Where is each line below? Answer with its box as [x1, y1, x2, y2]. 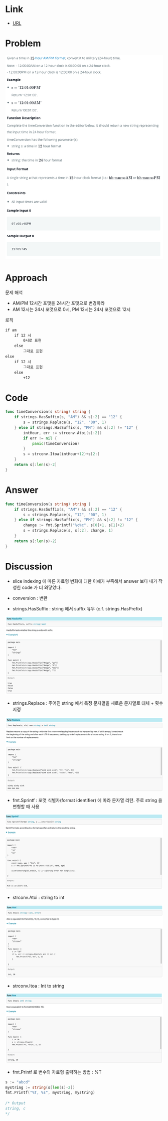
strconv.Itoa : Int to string [12, 983, 65, 989]
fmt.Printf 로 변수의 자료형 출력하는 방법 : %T [12, 1069, 102, 1075]
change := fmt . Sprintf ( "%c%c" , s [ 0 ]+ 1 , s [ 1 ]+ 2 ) [23, 523, 124, 528]
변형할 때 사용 [12, 804, 40, 810]
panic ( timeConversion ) [32, 441, 80, 446]
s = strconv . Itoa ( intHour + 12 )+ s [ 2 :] [23, 451, 100, 457]
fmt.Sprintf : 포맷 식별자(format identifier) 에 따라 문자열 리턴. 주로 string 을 [12, 797, 162, 803]
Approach [5, 272, 48, 283]
